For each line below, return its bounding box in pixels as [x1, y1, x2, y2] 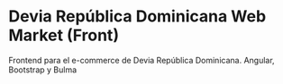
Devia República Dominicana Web [8, 6, 267, 27]
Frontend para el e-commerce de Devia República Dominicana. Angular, [8, 55, 276, 65]
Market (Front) [8, 25, 119, 46]
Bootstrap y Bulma [8, 64, 78, 75]
